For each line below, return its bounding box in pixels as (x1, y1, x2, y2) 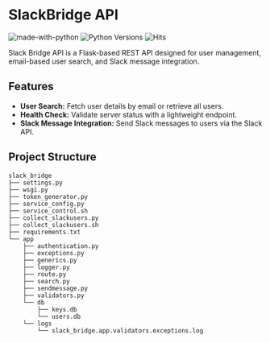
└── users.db (37, 312, 81, 320)
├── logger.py (23, 263, 70, 271)
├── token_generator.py (8, 192, 89, 200)
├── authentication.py (23, 242, 99, 250)
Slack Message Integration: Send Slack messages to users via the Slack (19, 118, 263, 128)
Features (8, 80, 54, 93)
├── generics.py (23, 256, 78, 264)
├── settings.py (8, 179, 63, 187)
